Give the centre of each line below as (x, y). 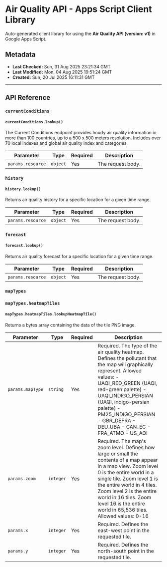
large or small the (118, 454)
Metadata (20, 55)
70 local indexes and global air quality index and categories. (67, 143)
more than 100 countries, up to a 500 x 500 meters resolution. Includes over (83, 138)
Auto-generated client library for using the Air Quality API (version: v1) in (80, 33)
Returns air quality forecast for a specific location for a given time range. (79, 256)
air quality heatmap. (121, 352)
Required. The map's (122, 441)
